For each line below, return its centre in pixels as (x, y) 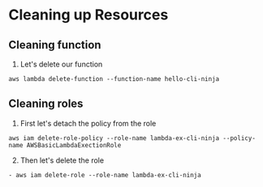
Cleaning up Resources (88, 15)
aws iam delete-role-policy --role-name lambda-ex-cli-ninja (114, 138)
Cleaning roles (46, 104)
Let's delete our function (61, 64)
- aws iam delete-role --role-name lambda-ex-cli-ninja (105, 175)
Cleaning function (55, 45)
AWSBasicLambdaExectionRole (74, 145)
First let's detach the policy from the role (88, 123)
